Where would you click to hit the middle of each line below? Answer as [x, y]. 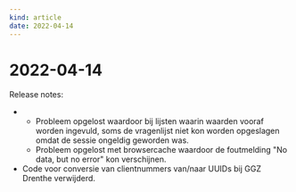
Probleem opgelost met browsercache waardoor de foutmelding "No [161, 150]
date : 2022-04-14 [41, 26]
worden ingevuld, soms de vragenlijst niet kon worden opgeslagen [157, 131]
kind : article [36, 17]
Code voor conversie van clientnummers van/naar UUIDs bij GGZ [141, 169]
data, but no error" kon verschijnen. [101, 159]
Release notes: [37, 95]
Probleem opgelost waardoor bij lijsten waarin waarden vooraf [150, 121]
